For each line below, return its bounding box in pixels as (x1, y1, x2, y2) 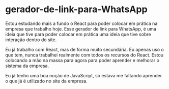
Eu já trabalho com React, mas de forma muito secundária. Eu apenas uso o (5, 46, 164, 52)
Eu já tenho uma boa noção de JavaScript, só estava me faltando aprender (5, 72, 162, 78)
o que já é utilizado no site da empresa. (5, 78, 88, 84)
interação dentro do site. (5, 37, 57, 43)
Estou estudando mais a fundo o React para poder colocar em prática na (5, 20, 158, 26)
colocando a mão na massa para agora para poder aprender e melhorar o (5, 57, 159, 63)
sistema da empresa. (5, 63, 49, 69)
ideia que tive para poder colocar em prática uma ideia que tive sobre (5, 31, 151, 37)
